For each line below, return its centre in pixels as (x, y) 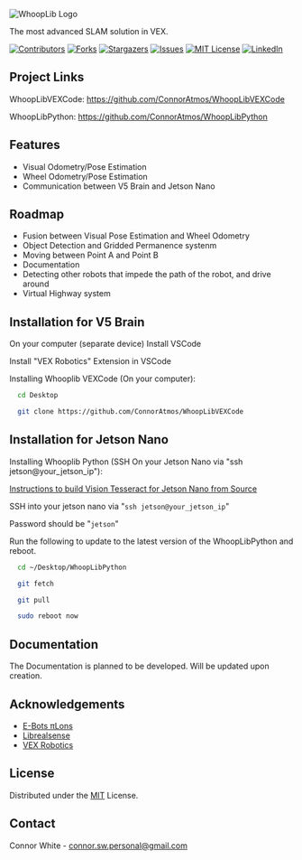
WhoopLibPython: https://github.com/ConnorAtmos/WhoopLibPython (138, 117)
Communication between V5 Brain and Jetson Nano (119, 186)
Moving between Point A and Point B (91, 255)
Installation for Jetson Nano (89, 439)
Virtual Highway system (66, 294)
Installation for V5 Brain (77, 322)
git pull (34, 600)
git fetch (36, 584)
